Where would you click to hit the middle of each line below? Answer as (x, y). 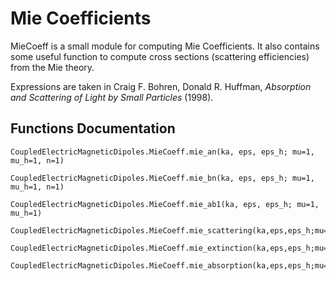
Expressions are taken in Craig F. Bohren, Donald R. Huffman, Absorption (161, 86)
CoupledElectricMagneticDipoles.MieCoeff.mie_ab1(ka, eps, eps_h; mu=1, (165, 204)
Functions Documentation (93, 128)
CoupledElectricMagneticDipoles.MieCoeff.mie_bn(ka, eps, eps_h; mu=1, (162, 178)
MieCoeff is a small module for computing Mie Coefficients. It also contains (165, 46)
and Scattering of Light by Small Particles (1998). (112, 97)
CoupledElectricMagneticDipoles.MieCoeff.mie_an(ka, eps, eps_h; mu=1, (162, 152)
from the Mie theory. (52, 67)
